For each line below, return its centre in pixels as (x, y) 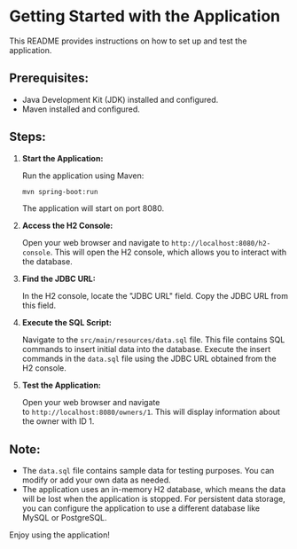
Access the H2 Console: (67, 226)
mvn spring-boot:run (60, 192)
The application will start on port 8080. (93, 208)
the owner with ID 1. (58, 421)
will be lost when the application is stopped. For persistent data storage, (153, 499)
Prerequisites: (49, 78)
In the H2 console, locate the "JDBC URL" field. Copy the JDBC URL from (155, 296)
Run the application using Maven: (83, 176)
